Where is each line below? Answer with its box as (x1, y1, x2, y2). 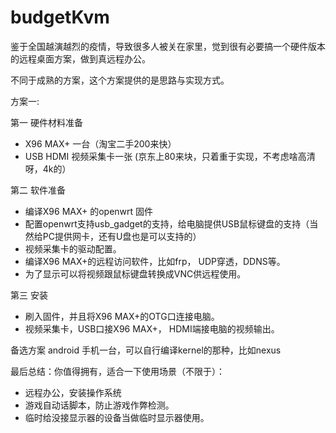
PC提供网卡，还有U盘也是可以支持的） (42, 230, 202, 242)
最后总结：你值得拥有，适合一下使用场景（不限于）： (10, 365, 225, 377)
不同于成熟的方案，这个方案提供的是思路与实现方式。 (10, 74, 230, 86)
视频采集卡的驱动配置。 (24, 242, 122, 255)
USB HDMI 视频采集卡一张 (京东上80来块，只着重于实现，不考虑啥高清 (24, 150, 316, 162)
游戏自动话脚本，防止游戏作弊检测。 (24, 399, 175, 411)
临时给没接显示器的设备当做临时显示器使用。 (24, 411, 210, 423)
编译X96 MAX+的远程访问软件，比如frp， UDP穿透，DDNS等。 (24, 255, 286, 267)
